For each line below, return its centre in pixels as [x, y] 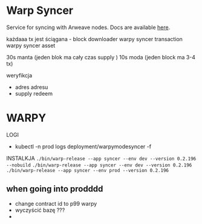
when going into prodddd [55, 189]
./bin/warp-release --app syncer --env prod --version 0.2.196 [88, 170]
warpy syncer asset [31, 45]
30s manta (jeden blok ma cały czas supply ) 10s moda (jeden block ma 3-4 [101, 57]
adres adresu [31, 87]
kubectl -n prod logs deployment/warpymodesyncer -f [83, 147]
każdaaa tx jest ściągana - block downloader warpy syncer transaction [95, 39]
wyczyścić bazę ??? [40, 210]
